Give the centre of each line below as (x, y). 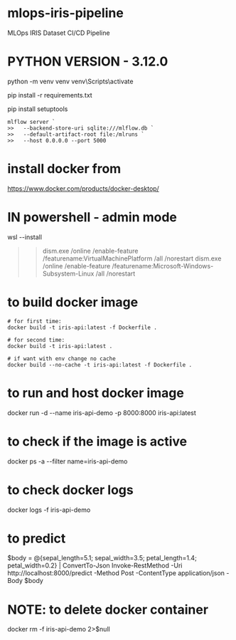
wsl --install (25, 237)
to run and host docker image (96, 393)
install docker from (64, 169)
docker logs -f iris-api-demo (49, 510)
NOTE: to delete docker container (108, 609)
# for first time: (34, 321)
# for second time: (36, 340)
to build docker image (73, 302)
